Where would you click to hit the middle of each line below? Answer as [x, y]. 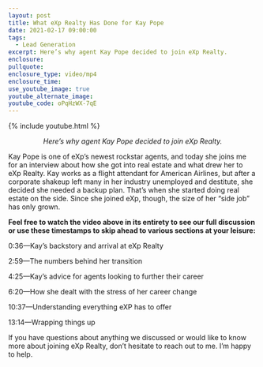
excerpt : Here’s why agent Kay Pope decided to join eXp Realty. [118, 52]
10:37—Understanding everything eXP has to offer [90, 307]
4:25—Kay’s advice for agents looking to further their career [106, 276]
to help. [21, 354]
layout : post [30, 15]
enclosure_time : [35, 81]
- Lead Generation [46, 45]
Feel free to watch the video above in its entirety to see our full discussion [131, 223]
